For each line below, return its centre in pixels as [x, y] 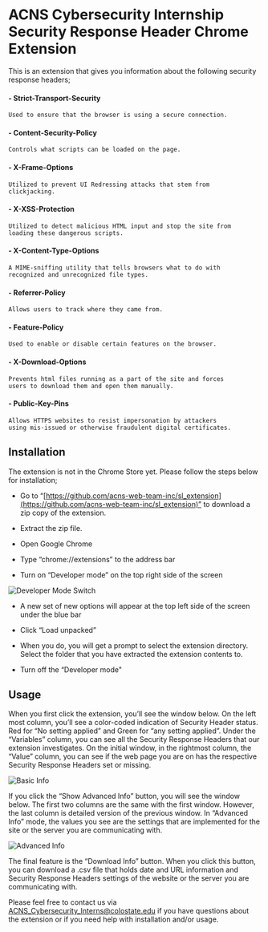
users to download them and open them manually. [91, 386]
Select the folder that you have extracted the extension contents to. [131, 654]
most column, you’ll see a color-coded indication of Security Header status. [133, 723]
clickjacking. [32, 191]
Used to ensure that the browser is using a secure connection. [118, 115]
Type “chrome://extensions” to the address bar [97, 559]
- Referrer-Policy [37, 292]
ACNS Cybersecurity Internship [116, 15]
